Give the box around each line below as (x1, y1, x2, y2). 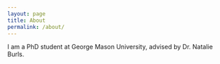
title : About (7, 17, 46, 24)
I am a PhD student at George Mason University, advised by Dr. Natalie (7, 43, 214, 51)
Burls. (7, 50, 25, 58)
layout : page (7, 10, 46, 18)
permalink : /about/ (7, 23, 65, 30)
